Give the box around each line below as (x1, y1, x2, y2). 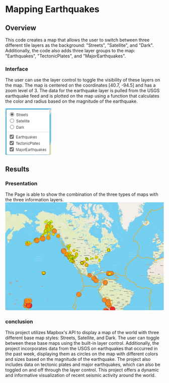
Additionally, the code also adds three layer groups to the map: (5, 48, 135, 53)
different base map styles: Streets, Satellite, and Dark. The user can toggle (5, 335, 160, 341)
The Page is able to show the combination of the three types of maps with (5, 191, 158, 197)
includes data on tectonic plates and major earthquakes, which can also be (5, 361, 160, 368)
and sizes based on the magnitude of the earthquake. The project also (5, 356, 151, 362)
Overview (5, 24, 37, 32)
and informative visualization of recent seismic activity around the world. (5, 372, 156, 378)
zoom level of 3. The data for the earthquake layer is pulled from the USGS (5, 88, 160, 94)
